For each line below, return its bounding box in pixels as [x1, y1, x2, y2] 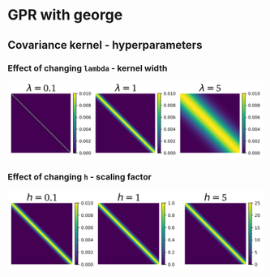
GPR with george [7, 6, 123, 24]
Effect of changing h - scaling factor [7, 171, 152, 183]
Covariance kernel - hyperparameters [7, 38, 203, 52]
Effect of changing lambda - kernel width [7, 63, 168, 74]
